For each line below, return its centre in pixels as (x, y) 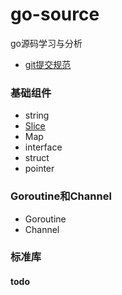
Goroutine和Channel (61, 196)
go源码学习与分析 (46, 43)
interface (43, 147)
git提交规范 (48, 64)
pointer (39, 169)
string (37, 115)
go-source (55, 14)
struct (37, 158)
